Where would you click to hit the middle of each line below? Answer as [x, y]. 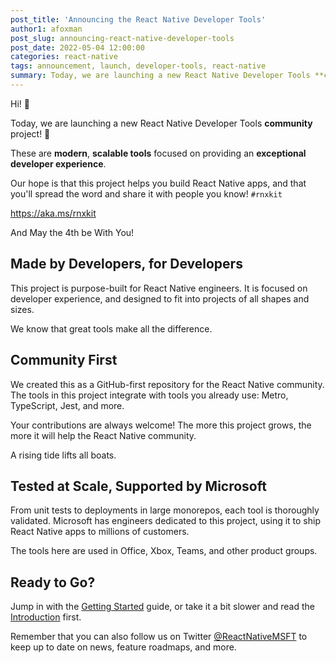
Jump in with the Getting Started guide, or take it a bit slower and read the [162, 607]
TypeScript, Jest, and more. [67, 405]
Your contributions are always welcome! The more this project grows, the [161, 425]
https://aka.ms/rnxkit [53, 213]
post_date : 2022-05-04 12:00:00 [77, 47]
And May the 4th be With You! [72, 232]
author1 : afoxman [46, 29]
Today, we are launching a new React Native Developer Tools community [161, 123]
